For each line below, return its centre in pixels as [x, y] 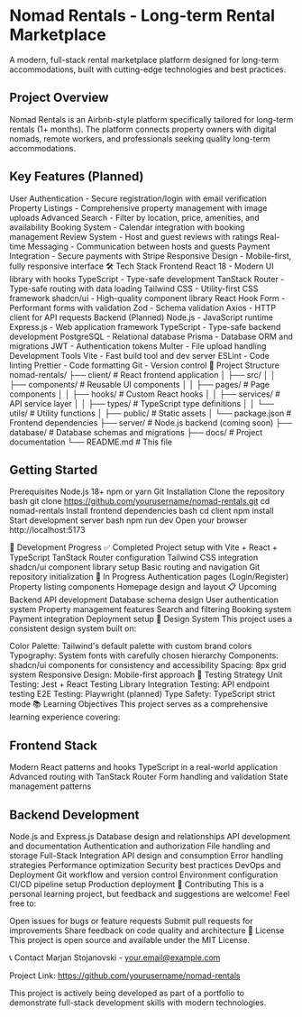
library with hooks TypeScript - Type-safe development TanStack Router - [147, 279]
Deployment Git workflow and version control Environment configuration [144, 875]
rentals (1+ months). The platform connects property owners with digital [143, 129]
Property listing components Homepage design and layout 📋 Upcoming [143, 587]
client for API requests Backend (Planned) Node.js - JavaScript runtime [141, 317]
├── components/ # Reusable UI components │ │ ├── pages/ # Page [140, 384]
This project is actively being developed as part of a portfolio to [127, 993]
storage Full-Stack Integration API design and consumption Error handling [146, 856]
